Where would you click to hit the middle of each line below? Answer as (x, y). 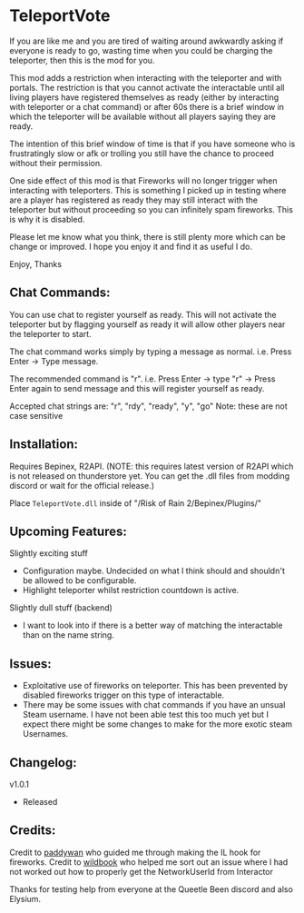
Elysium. (25, 898)
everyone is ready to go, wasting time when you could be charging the (141, 50)
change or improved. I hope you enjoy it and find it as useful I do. (131, 246)
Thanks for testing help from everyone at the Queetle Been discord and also (151, 889)
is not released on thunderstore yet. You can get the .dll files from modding (150, 476)
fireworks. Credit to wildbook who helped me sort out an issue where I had (149, 862)
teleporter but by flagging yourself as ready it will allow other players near (147, 324)
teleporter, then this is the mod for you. (82, 60)
